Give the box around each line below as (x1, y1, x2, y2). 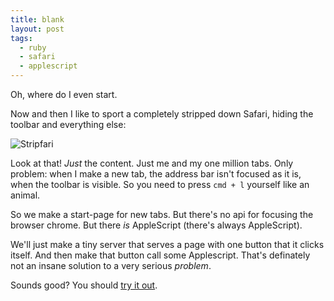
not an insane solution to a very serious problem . (10, 260, 212, 271)
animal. (10, 189, 41, 201)
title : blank (10, 14, 65, 25)
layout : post (10, 24, 65, 34)
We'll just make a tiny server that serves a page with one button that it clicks (10, 239, 325, 250)
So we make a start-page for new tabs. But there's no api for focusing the (10, 209, 314, 220)
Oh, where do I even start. (10, 89, 118, 100)
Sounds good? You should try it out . (10, 279, 158, 291)
